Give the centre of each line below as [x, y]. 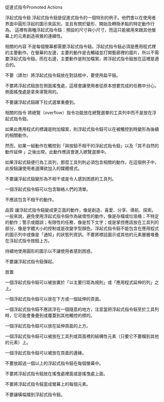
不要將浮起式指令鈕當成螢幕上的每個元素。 [48, 384]
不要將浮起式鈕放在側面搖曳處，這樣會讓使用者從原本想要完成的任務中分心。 [82, 86]
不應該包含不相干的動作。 [31, 200]
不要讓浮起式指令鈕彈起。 [31, 262]
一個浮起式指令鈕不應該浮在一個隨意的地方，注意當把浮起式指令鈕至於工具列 [82, 309]
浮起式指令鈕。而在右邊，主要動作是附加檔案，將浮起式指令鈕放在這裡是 [82, 59]
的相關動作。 [18, 135]
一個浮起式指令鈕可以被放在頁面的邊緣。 [46, 353]
